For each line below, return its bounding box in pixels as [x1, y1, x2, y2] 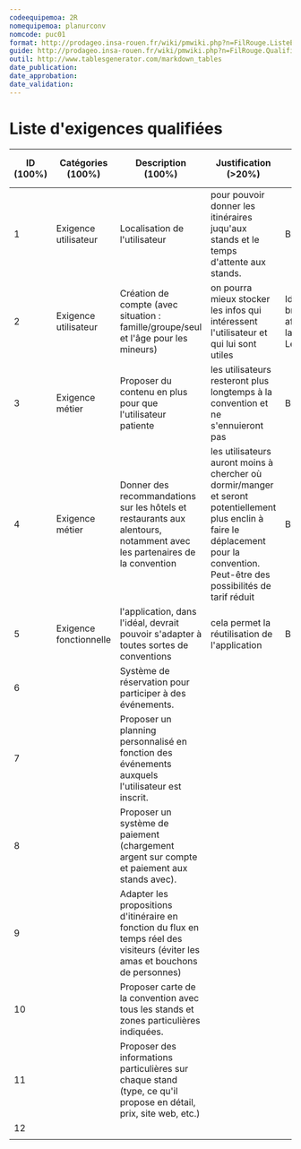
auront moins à [210, 456, 273, 469]
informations [119, 1050, 173, 1063]
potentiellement [210, 501, 277, 514]
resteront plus [210, 374, 270, 386]
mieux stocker [210, 292, 271, 305]
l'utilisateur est [119, 780, 182, 792]
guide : [9, 47, 34, 56]
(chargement [119, 839, 175, 851]
